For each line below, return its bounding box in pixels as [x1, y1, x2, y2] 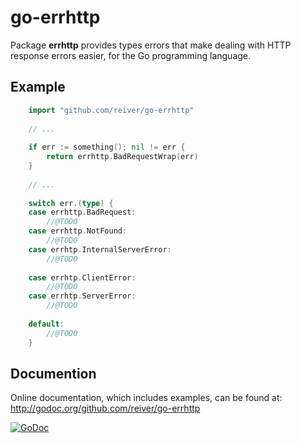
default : [28, 319, 65, 329]
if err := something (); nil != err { [28, 142, 186, 153]
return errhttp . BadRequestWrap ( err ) [46, 152, 199, 162]
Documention [10, 365, 97, 382]
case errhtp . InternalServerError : [28, 244, 172, 255]
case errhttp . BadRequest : [28, 207, 137, 218]
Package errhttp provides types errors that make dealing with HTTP [10, 39, 292, 51]
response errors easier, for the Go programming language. [10, 49, 252, 61]
